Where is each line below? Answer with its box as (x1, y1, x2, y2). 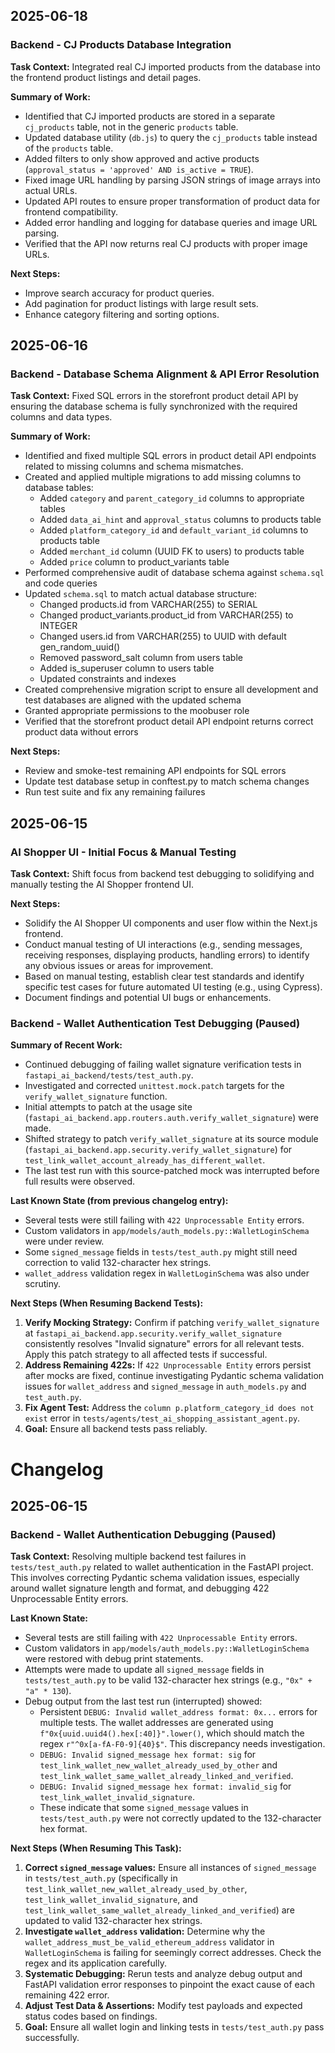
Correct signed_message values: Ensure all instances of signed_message (24, 1862, 317, 1874)
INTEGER (39, 620, 78, 632)
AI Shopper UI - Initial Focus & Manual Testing (10, 845, 237, 859)
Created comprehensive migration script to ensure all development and (24, 684, 319, 696)
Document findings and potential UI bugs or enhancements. (24, 992, 272, 1004)
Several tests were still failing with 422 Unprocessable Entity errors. (24, 1214, 305, 1226)
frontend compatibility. (24, 205, 119, 218)
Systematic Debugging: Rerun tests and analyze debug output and (24, 1968, 303, 1980)
